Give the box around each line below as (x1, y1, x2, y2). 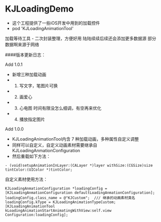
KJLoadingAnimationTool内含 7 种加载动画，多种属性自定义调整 (12, 136, 139, 142)
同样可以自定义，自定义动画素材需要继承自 (12, 142, 97, 148)
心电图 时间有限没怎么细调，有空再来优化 (19, 105, 102, 111)
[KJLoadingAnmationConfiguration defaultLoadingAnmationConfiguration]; (5, 190, 155, 195)
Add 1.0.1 (5, 62, 23, 67)
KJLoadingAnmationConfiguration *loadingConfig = (5, 186, 108, 191)
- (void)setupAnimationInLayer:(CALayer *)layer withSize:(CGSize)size (5, 163, 153, 168)
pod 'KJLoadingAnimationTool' (12, 25, 74, 31)
